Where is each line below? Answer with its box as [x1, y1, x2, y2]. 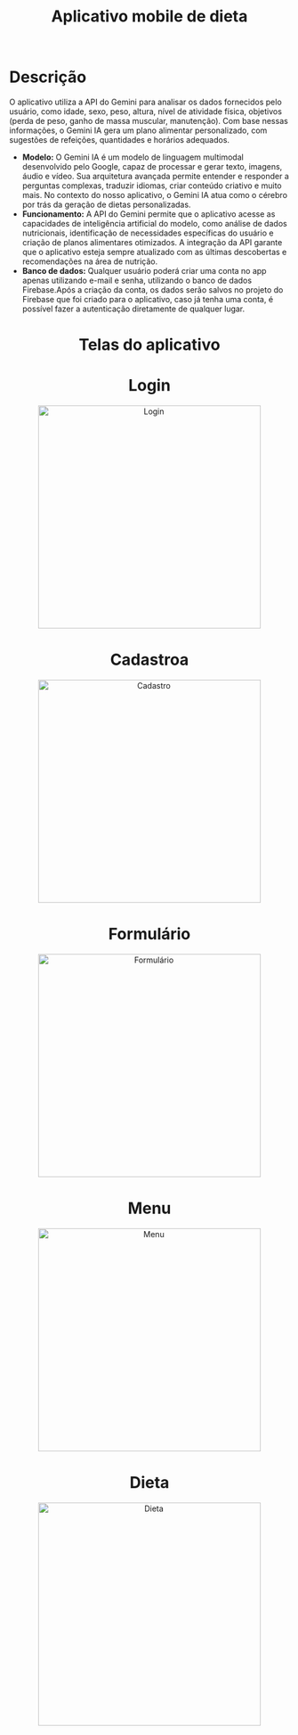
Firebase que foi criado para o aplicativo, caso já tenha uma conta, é [21, 293, 274, 304]
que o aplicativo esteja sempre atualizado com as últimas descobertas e [21, 246, 287, 257]
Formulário [108, 924, 191, 945]
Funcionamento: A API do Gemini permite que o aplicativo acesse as [21, 208, 276, 219]
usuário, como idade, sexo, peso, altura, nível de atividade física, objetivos [9, 105, 283, 117]
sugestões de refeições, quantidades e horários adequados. [9, 134, 230, 145]
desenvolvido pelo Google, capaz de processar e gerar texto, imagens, [21, 161, 283, 171]
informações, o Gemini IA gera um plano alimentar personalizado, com [9, 125, 268, 136]
